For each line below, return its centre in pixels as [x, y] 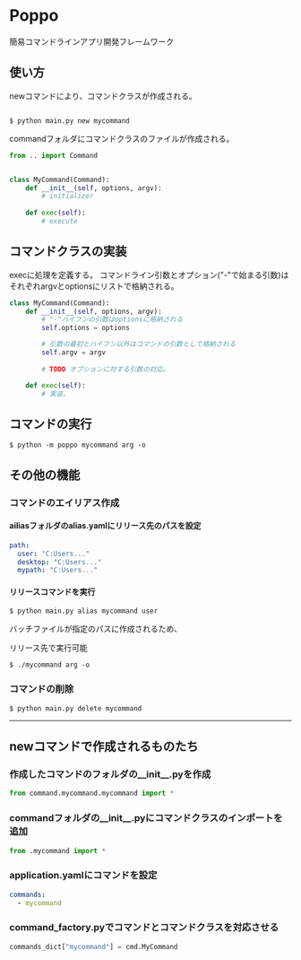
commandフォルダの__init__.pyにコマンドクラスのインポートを [146, 818]
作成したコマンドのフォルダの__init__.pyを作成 [110, 774]
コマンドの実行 [51, 424]
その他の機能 [45, 475]
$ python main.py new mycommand [69, 121]
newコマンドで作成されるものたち [104, 747]
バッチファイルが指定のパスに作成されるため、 [95, 629]
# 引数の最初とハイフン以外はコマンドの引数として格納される [139, 345]
